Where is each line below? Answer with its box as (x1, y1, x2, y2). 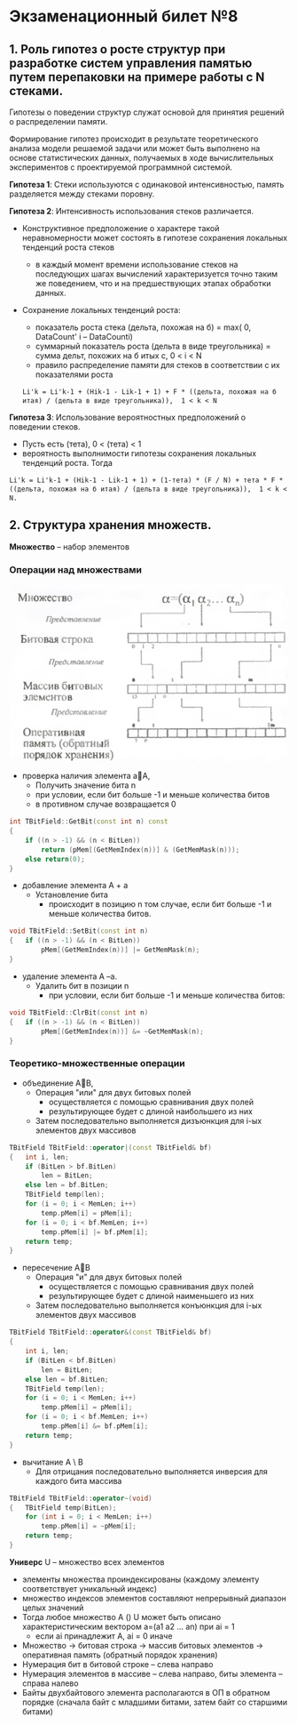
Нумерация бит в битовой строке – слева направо (21, 1658, 214, 1669)
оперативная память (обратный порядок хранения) (21, 1649, 218, 1660)
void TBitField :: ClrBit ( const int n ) (9, 1007, 149, 1017)
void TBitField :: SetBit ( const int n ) (9, 927, 149, 935)
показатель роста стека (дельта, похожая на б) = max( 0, (35, 322, 251, 333)
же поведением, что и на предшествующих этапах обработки (35, 278, 272, 288)
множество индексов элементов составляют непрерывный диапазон (21, 1593, 286, 1603)
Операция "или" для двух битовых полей (35, 1087, 191, 1097)
